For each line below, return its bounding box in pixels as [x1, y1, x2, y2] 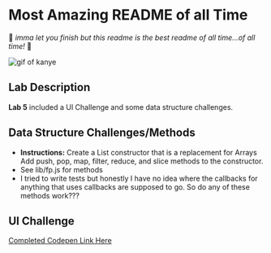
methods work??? [19, 190, 80, 200]
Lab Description [8, 81, 91, 94]
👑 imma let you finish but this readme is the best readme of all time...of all [8, 33, 256, 42]
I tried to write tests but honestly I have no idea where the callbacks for [19, 173, 258, 183]
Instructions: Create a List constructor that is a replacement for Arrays [19, 147, 257, 157]
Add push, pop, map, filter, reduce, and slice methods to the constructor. [19, 156, 264, 166]
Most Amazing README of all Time [8, 6, 248, 24]
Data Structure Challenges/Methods [8, 126, 196, 140]
